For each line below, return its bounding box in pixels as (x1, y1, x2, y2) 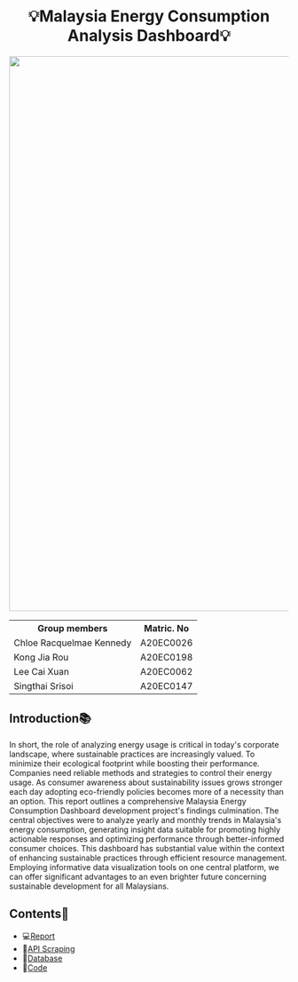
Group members (37, 622, 108, 634)
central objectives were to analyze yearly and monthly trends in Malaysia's (9, 814, 282, 825)
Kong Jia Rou (13, 651, 69, 663)
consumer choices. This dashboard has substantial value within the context (9, 843, 286, 853)
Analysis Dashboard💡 (67, 26, 231, 46)
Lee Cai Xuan (13, 665, 69, 677)
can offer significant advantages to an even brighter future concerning (9, 871, 267, 882)
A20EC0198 (140, 651, 193, 663)
